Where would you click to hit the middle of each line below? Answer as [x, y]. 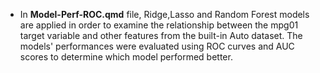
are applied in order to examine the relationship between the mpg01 [159, 25]
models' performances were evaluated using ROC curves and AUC [157, 46]
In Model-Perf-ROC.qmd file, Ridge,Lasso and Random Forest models [164, 14]
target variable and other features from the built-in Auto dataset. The [161, 35]
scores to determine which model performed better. [126, 57]
